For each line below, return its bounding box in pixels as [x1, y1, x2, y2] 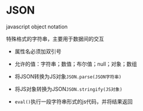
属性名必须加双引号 [14, 48, 62, 55]
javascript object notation [6, 23, 68, 30]
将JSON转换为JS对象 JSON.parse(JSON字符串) [14, 73, 122, 80]
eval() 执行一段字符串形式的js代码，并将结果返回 [14, 98, 133, 105]
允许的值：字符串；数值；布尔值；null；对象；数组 [14, 60, 137, 67]
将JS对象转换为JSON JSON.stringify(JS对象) [14, 85, 122, 92]
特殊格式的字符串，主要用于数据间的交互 [6, 35, 104, 42]
